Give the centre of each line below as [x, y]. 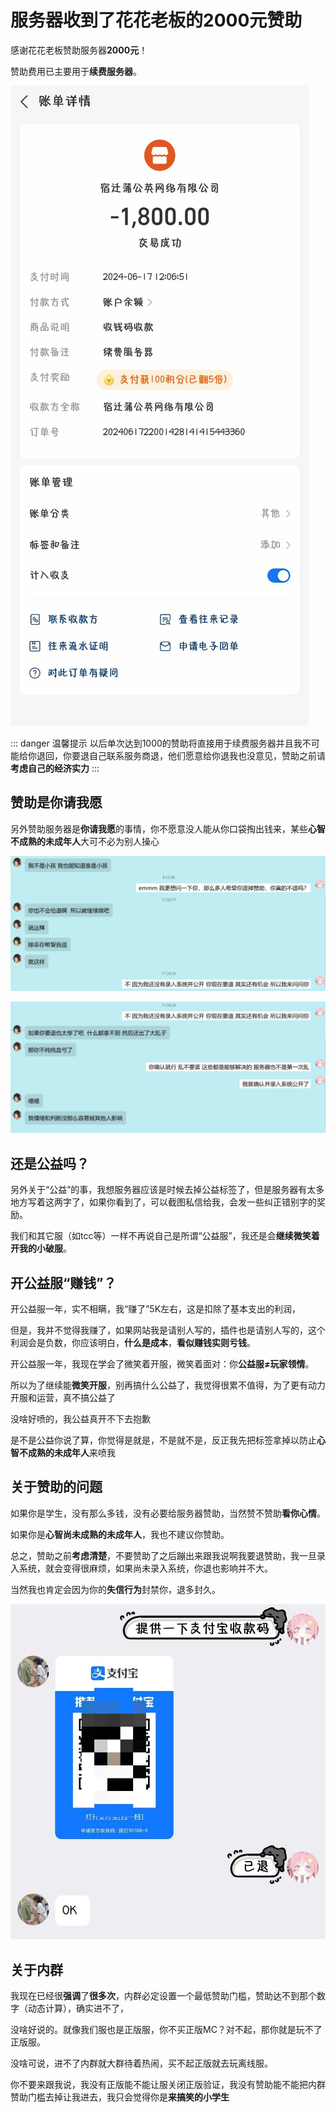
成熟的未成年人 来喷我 [71, 1453]
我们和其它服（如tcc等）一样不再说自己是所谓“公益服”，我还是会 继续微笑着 [165, 1236]
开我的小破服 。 [41, 1248]
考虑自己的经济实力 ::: [55, 768]
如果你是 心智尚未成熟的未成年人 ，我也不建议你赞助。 [120, 1534]
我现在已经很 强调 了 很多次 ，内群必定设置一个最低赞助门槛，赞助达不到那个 [163, 1996]
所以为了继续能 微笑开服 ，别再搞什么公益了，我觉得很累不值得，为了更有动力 [168, 1385]
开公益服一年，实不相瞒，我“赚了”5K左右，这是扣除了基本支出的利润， [156, 1309]
